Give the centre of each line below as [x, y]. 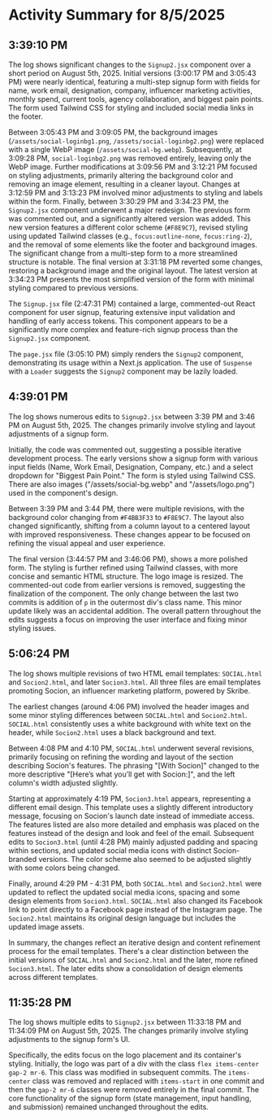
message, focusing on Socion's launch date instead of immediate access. [132, 816]
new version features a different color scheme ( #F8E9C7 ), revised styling [128, 227]
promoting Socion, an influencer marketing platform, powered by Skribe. [130, 690]
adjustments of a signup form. [59, 434]
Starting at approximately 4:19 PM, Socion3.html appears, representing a [130, 798]
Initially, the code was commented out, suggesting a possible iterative [125, 449]
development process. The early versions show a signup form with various [133, 458]
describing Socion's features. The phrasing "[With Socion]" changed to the [134, 765]
